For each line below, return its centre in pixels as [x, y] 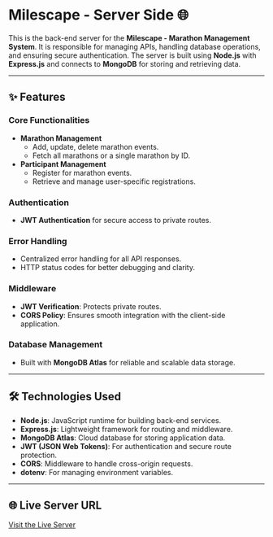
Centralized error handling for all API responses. [101, 259]
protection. [39, 455]
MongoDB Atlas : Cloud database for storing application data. [123, 438]
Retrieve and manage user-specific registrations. [114, 181]
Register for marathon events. [82, 172]
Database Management [56, 345]
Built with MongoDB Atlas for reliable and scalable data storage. [128, 362]
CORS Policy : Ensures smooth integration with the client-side [123, 315]
